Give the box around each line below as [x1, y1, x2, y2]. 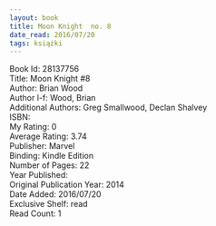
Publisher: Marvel [9, 141, 75, 152]
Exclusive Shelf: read [9, 199, 88, 210]
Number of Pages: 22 [9, 160, 90, 171]
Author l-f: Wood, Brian [9, 93, 96, 103]
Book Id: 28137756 [9, 64, 80, 74]
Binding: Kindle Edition [9, 151, 93, 162]
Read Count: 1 [9, 208, 62, 219]
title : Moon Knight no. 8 [9, 22, 112, 31]
